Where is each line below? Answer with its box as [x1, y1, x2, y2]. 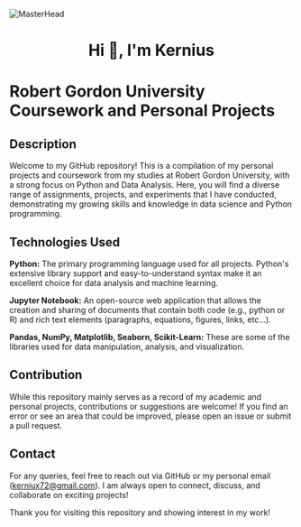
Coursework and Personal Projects [9, 100, 276, 121]
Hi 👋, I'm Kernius [88, 41, 214, 60]
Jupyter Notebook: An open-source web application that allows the [9, 295, 261, 306]
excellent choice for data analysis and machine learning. [9, 278, 219, 288]
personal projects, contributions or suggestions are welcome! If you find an [9, 401, 288, 411]
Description [9, 136, 77, 152]
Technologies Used [9, 235, 120, 250]
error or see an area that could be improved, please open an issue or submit [9, 411, 292, 421]
